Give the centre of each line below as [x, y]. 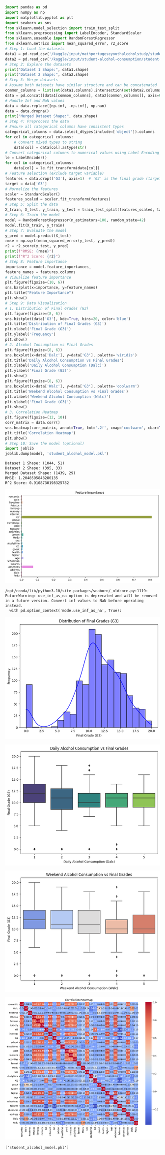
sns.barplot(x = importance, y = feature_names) [51, 288]
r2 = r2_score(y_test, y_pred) [37, 246]
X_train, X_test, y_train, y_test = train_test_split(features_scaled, [80, 210]
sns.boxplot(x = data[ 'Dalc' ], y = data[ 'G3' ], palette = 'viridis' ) [71, 355]
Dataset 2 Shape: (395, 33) [34, 468]
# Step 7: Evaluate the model [36, 230]
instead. [14, 606]
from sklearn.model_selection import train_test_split [62, 28]
